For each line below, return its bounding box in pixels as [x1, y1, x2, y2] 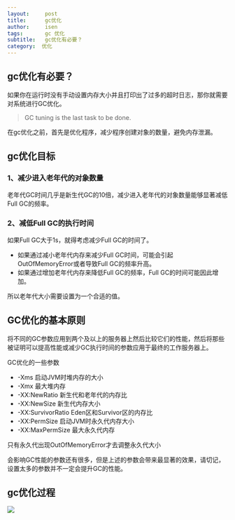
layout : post [7, 10, 58, 18]
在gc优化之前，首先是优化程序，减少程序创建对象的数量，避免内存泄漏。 [7, 128, 217, 136]
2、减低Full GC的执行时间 [7, 218, 94, 228]
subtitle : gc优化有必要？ [7, 36, 83, 44]
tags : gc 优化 [7, 29, 65, 37]
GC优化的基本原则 [7, 314, 86, 326]
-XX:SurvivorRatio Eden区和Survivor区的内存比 [17, 408, 153, 416]
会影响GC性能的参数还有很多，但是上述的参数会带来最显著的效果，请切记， [7, 455, 225, 464]
